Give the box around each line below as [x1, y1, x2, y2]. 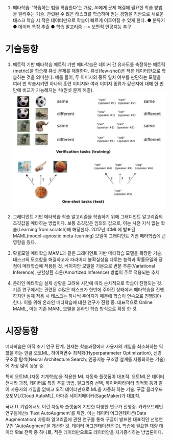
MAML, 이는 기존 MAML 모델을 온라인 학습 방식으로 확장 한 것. [12, 305, 138, 312]
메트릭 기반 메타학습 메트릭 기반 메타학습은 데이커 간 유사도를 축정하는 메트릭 [12, 61, 166, 68]
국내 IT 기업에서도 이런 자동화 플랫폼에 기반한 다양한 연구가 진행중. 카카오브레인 [5, 403, 163, 409]
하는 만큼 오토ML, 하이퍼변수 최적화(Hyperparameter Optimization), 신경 [14, 349, 162, 356]
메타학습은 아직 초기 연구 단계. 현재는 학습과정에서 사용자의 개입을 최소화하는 [5, 343, 158, 349]
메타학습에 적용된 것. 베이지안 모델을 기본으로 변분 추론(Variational [22, 262, 155, 269]
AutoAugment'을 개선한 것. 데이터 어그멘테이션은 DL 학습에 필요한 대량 [16, 423, 158, 429]
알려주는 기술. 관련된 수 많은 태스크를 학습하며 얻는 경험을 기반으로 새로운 [18, 11, 164, 17]
